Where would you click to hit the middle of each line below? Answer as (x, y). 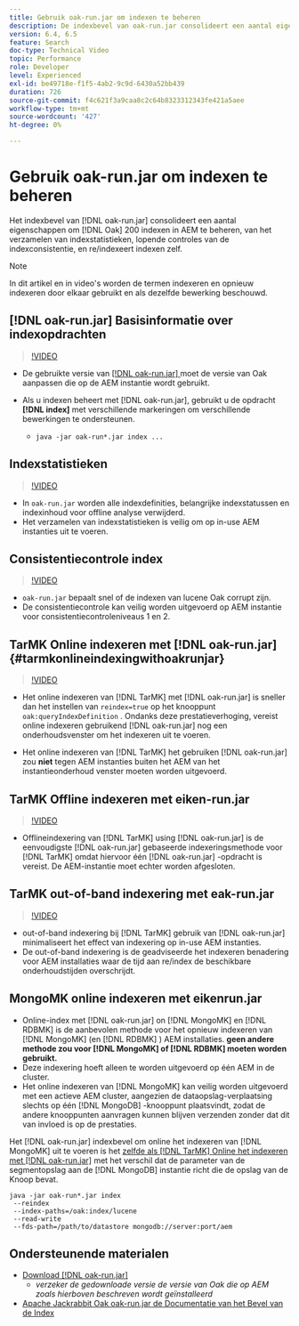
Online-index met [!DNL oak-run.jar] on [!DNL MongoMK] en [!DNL (144, 1020)
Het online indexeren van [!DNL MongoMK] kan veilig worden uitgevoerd (155, 1086)
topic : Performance (45, 59)
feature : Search (39, 42)
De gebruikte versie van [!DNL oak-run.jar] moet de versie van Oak (145, 373)
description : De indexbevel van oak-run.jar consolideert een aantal (141, 26)
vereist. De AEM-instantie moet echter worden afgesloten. (129, 866)
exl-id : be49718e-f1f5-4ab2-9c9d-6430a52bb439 (97, 84)
